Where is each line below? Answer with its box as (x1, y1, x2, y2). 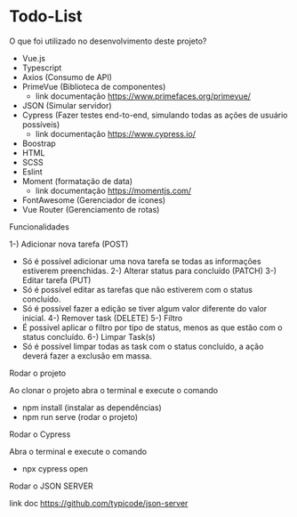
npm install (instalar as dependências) (21, 402, 162, 413)
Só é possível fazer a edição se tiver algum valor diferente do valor (21, 303, 268, 313)
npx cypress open (21, 463, 89, 473)
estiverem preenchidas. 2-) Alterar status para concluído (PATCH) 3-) (21, 265, 277, 276)
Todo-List (9, 6, 83, 27)
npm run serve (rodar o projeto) (21, 411, 139, 422)
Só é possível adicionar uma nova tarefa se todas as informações (21, 255, 261, 266)
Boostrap (21, 138, 56, 149)
